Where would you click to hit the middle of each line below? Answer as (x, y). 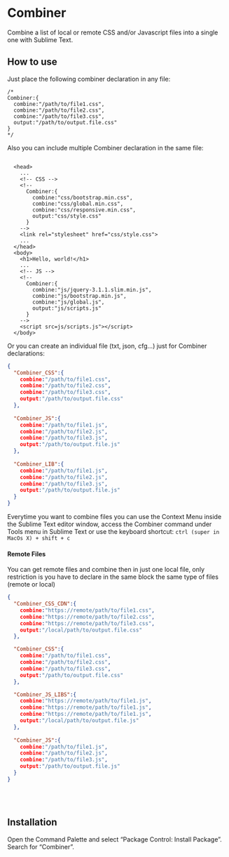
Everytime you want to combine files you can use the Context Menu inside (114, 517)
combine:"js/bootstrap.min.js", (80, 296)
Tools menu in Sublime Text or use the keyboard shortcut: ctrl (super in (113, 531)
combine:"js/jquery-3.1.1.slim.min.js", (92, 289)
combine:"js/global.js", (69, 302)
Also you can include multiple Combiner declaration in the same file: (105, 148)
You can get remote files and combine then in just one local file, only (106, 570)
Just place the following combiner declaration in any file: (89, 79)
